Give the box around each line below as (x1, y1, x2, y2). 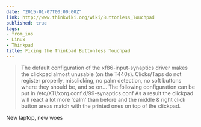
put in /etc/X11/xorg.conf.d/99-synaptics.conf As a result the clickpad (20, 89, 194, 96)
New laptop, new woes (6, 114, 63, 121)
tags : (6, 25, 20, 32)
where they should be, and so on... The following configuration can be (20, 83, 196, 90)
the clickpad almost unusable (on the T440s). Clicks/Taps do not (20, 70, 182, 78)
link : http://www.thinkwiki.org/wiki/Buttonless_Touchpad (6, 14, 155, 20)
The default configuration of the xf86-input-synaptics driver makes (20, 64, 188, 71)
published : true (6, 20, 47, 26)
